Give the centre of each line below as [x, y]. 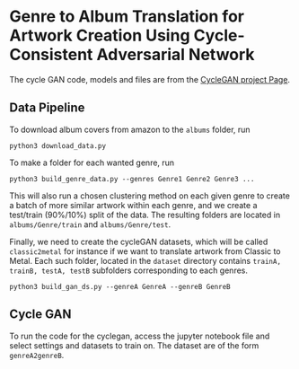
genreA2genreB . [37, 355]
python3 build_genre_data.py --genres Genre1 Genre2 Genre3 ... [132, 179]
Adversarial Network [176, 55]
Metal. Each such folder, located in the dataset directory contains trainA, [145, 260]
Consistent [51, 55]
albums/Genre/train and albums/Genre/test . [90, 224]
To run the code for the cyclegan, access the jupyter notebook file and [140, 336]
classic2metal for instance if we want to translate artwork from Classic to [145, 251]
